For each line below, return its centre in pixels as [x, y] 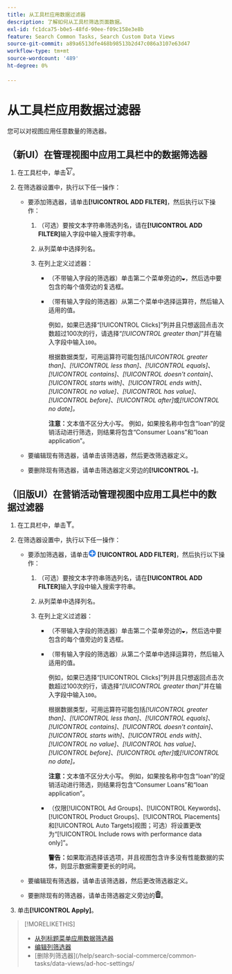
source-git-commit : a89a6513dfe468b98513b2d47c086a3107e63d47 [99, 44]
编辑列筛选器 [53, 947]
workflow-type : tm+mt [38, 51]
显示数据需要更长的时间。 [103, 866]
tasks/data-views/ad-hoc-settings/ [84, 964]
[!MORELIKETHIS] [50, 924]
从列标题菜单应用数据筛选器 [74, 939]
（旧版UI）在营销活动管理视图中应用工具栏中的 [107, 494]
